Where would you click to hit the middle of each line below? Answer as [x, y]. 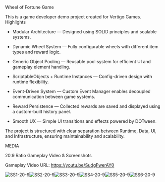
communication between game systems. [54, 97]
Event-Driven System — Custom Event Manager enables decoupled [82, 91]
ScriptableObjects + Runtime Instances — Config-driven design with [82, 76]
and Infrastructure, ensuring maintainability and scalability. [65, 136]
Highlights [16, 22]
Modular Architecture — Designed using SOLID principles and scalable [84, 32]
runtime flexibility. [30, 82]
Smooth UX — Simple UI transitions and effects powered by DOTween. [84, 121]
